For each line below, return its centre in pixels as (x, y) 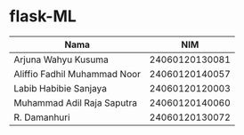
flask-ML (43, 16)
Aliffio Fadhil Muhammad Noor (77, 74)
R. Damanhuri (42, 117)
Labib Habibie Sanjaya (60, 88)
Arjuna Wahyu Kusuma (61, 60)
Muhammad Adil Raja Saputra (76, 102)
